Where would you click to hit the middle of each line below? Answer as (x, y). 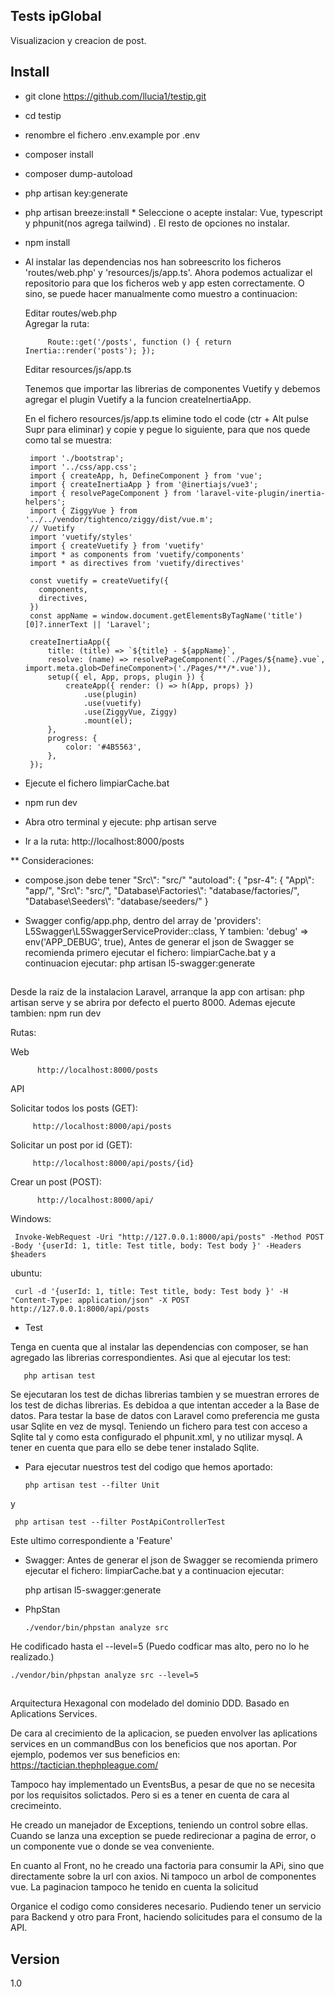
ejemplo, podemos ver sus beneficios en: (95, 1755)
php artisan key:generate (76, 193)
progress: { (72, 738)
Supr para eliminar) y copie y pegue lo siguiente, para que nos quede (167, 429)
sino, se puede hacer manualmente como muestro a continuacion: (161, 293)
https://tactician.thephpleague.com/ (84, 1765)
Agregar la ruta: (57, 323)
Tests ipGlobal (56, 16)
